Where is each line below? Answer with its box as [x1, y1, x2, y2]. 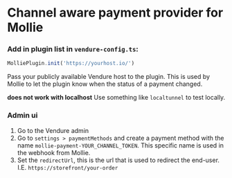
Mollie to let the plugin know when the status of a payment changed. [7, 80, 203, 88]
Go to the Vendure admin [17, 126, 89, 134]
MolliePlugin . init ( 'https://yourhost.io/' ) [7, 60, 135, 67]
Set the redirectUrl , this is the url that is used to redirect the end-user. [17, 156, 220, 164]
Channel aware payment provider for [7, 5, 224, 21]
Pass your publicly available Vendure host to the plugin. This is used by [7, 73, 210, 81]
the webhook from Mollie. [17, 148, 91, 157]
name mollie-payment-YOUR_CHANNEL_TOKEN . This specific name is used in [17, 141, 224, 150]
